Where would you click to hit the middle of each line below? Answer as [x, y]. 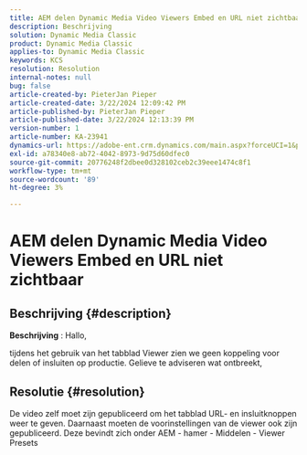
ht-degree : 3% [37, 188]
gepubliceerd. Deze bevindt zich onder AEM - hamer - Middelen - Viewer [148, 433]
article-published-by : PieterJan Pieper [88, 111]
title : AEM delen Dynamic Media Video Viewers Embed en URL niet [136, 18]
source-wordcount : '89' [55, 179]
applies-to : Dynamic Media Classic [77, 52]
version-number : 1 [44, 129]
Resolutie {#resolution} [77, 392]
